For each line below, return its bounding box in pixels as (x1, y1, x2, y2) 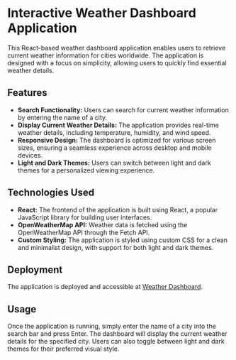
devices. (17, 151, 43, 159)
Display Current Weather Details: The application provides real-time (17, 121, 220, 129)
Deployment (7, 263, 63, 276)
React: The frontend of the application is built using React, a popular (17, 205, 218, 214)
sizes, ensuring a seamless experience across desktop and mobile (17, 143, 212, 152)
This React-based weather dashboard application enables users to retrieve (7, 43, 226, 52)
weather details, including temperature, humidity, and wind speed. (17, 128, 211, 136)
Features (7, 87, 47, 99)
